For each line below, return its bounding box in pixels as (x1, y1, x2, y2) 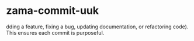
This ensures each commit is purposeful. (6, 29, 105, 36)
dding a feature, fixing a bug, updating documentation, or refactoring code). (6, 23, 189, 30)
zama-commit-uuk (6, 4, 99, 17)
